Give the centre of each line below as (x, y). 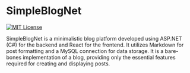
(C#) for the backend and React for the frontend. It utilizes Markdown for (95, 45)
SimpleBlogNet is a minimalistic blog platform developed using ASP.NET (94, 38)
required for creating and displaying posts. (58, 64)
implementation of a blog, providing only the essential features (99, 57)
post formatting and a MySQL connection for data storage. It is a (85, 51)
